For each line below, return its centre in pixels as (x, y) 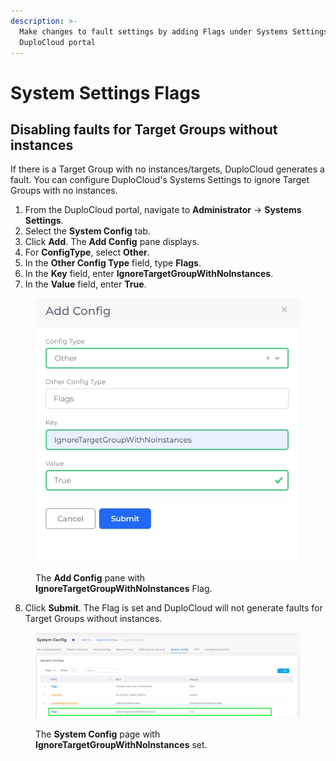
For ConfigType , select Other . (87, 252)
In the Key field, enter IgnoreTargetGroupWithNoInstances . (149, 274)
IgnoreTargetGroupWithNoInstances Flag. (124, 588)
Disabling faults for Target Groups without (144, 129)
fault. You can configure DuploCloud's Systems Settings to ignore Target (160, 180)
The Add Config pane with (90, 577)
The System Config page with (98, 734)
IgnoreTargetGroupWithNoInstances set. (121, 745)
